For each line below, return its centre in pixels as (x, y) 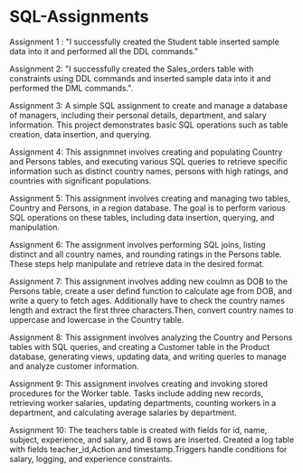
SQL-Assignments (79, 17)
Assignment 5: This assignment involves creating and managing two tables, (150, 198)
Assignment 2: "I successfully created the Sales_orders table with (132, 69)
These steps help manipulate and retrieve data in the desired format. (137, 263)
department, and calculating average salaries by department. (123, 412)
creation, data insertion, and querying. (80, 134)
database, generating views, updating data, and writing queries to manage (148, 356)
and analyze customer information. (74, 366)
